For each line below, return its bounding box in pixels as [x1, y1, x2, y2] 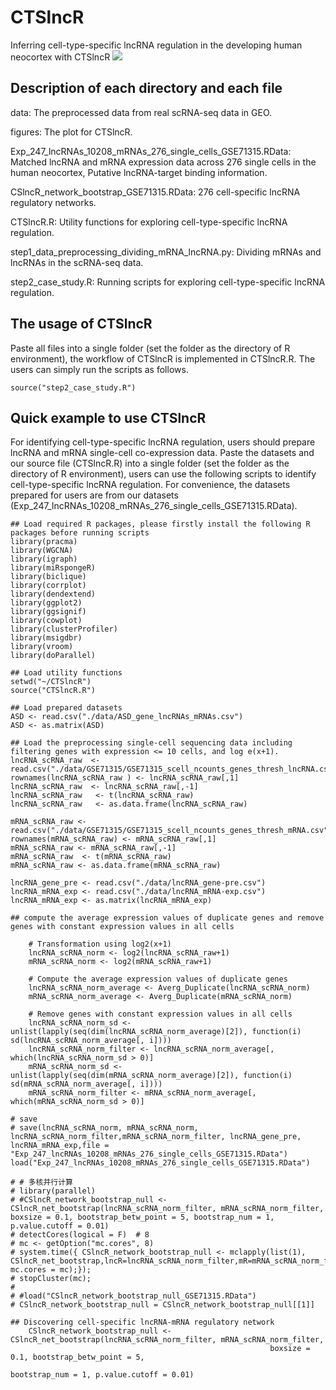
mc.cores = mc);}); [10, 1265, 92, 1275]
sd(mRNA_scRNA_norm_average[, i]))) [10, 1079, 163, 1090]
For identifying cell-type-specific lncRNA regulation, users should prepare [10, 436, 316, 448]
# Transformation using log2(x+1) [28, 939, 172, 950]
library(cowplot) [10, 616, 83, 626]
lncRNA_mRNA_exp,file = [10, 1141, 110, 1151]
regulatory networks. [10, 196, 97, 208]
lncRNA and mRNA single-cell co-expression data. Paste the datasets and [10, 447, 315, 459]
